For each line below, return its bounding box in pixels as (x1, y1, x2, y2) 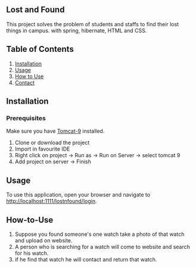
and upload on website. (14, 236, 73, 244)
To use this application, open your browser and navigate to (6, 191, 151, 198)
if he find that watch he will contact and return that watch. (14, 255, 157, 263)
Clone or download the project (14, 139, 90, 147)
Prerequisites (6, 114, 46, 122)
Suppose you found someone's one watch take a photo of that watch (14, 230, 185, 238)
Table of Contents (6, 44, 74, 54)
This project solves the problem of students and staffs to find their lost (6, 20, 179, 27)
